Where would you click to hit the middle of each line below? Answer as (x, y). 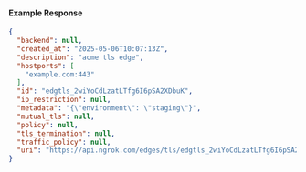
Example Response (46, 13)
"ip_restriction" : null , (64, 100)
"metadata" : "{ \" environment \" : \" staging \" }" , (109, 108)
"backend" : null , (50, 41)
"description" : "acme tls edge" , (80, 57)
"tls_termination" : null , (66, 133)
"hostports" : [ (46, 66)
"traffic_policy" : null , (64, 142)
